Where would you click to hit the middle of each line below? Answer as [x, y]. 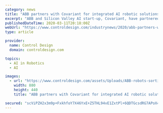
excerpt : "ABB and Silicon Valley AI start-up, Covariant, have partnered [82, 18]
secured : [14, 103]
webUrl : [13, 28]
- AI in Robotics [27, 63]
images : [13, 76]
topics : [13, 59]
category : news [20, 9]
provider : [15, 41]
